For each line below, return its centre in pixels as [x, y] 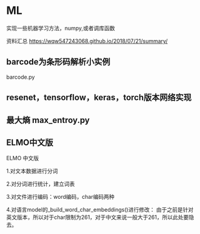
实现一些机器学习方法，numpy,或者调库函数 [61, 28]
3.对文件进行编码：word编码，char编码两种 [60, 197]
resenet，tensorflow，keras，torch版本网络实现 [99, 98]
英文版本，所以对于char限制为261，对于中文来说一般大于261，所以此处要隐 [100, 217]
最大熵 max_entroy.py [48, 120]
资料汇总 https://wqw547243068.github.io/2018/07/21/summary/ [87, 41]
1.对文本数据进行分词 [32, 171]
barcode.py [21, 77]
